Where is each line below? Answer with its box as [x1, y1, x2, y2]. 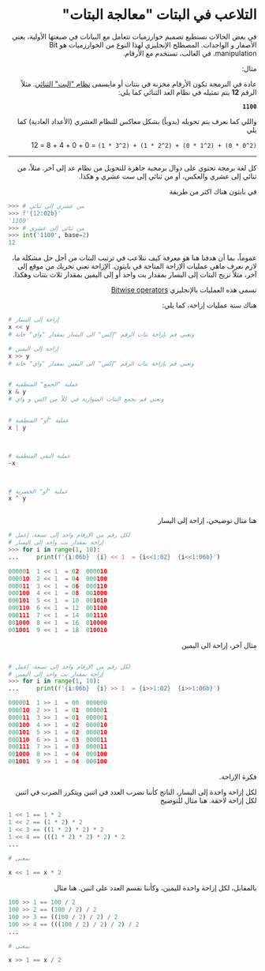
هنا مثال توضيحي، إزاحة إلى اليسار [157, 516, 257, 525]
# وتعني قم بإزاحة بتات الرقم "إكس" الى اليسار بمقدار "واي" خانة [8, 330, 195, 338]
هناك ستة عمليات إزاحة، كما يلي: [162, 300, 257, 310]
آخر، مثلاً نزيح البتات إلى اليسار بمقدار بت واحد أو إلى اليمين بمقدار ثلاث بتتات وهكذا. [13, 270, 257, 280]
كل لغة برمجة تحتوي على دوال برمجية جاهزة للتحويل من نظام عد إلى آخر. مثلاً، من [17, 163, 257, 172]
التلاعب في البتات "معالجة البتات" [62, 6, 257, 24]
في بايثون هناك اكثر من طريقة [169, 186, 257, 196]
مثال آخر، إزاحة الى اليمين [181, 640, 257, 649]
